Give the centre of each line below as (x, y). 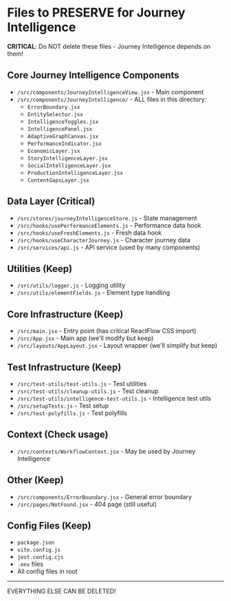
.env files (30, 564)
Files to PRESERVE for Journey (96, 13)
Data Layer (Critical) (51, 201)
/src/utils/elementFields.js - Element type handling (93, 293)
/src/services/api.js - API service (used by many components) (109, 247)
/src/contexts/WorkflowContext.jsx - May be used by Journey (106, 451)
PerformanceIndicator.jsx (64, 144)
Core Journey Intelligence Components (93, 75)
